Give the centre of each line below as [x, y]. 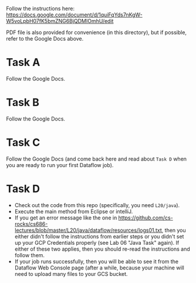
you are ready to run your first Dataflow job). [60, 165]
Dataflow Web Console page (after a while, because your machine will [99, 268]
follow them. [30, 255]
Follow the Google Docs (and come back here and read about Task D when [96, 159]
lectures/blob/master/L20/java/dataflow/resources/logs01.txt [88, 230]
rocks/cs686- [31, 224]
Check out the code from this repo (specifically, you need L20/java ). [97, 205]
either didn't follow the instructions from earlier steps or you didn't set [99, 236]
